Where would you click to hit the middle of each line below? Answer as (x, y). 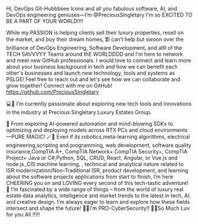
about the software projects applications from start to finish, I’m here (90, 177)
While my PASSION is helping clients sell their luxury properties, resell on (95, 33)
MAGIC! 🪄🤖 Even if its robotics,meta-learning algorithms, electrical (108, 137)
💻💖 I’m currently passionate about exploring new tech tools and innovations (99, 104)
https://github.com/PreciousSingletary (53, 92)
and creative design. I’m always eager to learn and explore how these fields (98, 202)
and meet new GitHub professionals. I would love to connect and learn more (99, 60)
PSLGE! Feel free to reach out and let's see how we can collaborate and (93, 79)
